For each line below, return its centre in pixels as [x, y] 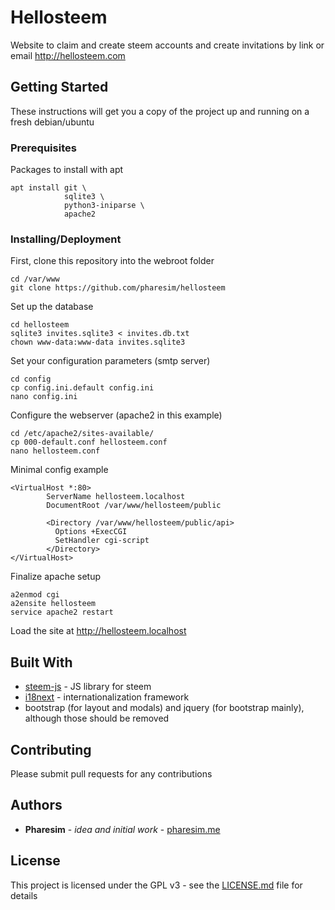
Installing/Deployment [66, 239]
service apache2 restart [62, 612]
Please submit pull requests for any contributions [111, 773]
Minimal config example [59, 470]
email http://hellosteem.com [68, 55]
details [24, 895]
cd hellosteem [40, 325]
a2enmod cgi [35, 595]
